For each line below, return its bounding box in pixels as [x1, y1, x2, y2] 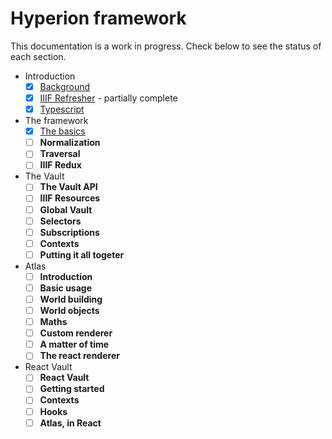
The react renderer [39, 350, 120, 362]
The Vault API [39, 181, 98, 193]
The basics [39, 125, 86, 137]
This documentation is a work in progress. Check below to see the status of [10, 40, 322, 52]
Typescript [39, 103, 85, 116]
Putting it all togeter [39, 248, 125, 261]
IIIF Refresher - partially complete [39, 92, 178, 104]
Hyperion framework [10, 7, 187, 30]
